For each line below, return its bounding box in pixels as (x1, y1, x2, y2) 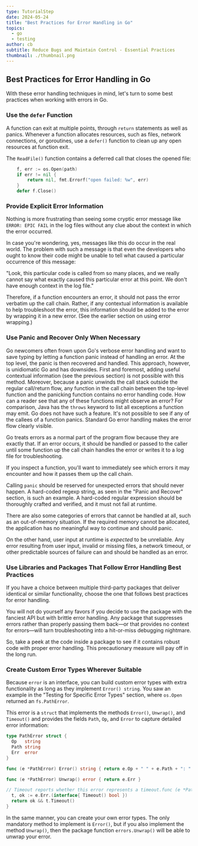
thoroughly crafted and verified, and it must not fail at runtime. (6, 500, 157, 508)
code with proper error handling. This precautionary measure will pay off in (6, 645, 189, 651)
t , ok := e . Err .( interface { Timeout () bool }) (11, 792, 128, 799)
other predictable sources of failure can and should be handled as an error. (6, 548, 189, 556)
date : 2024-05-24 (6, 14, 49, 20)
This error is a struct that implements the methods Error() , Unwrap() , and (6, 709, 186, 716)
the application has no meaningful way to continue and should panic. (6, 524, 174, 531)
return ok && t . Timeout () (11, 798, 75, 804)
